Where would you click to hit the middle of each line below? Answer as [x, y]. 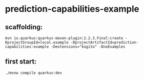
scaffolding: [24, 27]
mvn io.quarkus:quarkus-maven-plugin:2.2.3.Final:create [64, 38]
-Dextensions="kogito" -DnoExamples [88, 47]
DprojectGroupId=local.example [37, 42]
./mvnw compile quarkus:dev [34, 73]
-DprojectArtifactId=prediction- [104, 42]
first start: [21, 62]
